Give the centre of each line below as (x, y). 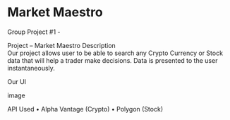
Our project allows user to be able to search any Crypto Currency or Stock (115, 53)
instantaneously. (31, 68)
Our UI (17, 81)
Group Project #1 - (34, 32)
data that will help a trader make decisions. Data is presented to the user (113, 60)
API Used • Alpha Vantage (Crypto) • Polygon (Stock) (85, 109)
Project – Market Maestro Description (62, 45)
